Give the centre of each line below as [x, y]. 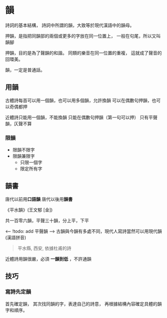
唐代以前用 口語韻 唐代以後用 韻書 [39, 199]
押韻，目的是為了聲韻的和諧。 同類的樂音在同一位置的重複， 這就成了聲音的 [83, 53]
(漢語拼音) [16, 237]
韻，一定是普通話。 [25, 70]
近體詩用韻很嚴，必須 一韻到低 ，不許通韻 [48, 259]
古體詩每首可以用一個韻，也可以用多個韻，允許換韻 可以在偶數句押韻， [78, 100]
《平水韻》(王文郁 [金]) [29, 210]
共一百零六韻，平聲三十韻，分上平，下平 [47, 220]
